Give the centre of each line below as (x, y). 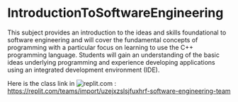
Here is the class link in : (62, 83)
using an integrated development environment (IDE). (84, 70)
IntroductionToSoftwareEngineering (115, 13)
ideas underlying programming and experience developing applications (111, 62)
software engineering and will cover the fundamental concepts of (103, 39)
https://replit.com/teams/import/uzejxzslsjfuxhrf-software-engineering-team (119, 91)
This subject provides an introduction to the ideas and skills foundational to (117, 32)
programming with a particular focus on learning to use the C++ (100, 47)
